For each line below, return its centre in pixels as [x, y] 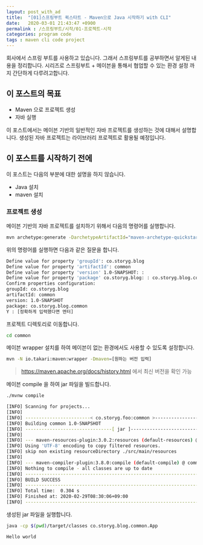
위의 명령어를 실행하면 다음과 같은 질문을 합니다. [63, 250]
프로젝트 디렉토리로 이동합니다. [43, 324]
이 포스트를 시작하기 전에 [49, 159]
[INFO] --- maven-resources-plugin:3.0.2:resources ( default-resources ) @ [102, 440]
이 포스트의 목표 [34, 94]
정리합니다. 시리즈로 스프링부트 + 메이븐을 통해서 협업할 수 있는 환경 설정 [103, 65]
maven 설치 [29, 195]
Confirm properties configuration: [51, 284]
